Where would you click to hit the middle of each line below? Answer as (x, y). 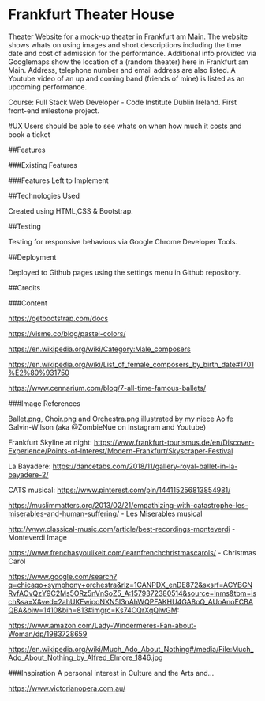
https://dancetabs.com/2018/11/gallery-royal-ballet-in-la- (145, 466)
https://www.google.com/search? (63, 576)
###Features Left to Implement (58, 180)
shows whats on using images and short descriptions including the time (125, 44)
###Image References (45, 403)
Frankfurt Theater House (91, 15)
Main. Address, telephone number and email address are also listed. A (122, 70)
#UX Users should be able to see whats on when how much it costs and (125, 126)
